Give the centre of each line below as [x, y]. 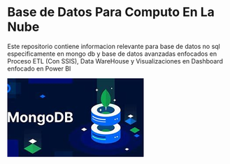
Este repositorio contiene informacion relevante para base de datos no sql [114, 46]
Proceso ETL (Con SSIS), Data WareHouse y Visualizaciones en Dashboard [115, 61]
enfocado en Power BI [39, 68]
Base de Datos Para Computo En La [111, 12]
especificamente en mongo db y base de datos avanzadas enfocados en [112, 54]
